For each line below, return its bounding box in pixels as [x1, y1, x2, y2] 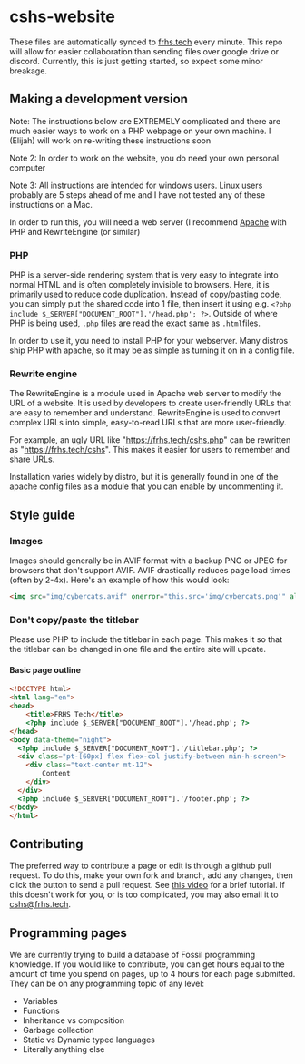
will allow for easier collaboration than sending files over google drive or [9, 45, 280, 56]
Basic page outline [9, 664, 82, 675]
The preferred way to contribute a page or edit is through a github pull [9, 860, 271, 872]
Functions [22, 1005, 61, 1017]
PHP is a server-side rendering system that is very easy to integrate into [9, 269, 279, 280]
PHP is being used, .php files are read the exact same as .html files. [9, 317, 261, 328]
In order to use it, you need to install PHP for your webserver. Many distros [9, 336, 289, 347]
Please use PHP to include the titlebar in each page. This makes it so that [9, 634, 283, 645]
